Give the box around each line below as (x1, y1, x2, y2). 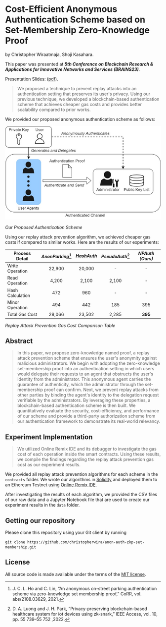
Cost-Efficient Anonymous (5, 3, 118, 15)
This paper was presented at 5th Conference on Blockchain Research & (5, 61, 154, 67)
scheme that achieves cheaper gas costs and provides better (17, 101, 142, 107)
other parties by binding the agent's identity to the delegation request (17, 392, 159, 398)
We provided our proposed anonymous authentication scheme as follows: (5, 116, 156, 122)
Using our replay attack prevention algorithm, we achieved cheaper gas (5, 234, 151, 240)
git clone (5, 539, 26, 545)
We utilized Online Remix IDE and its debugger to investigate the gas (17, 446, 157, 452)
